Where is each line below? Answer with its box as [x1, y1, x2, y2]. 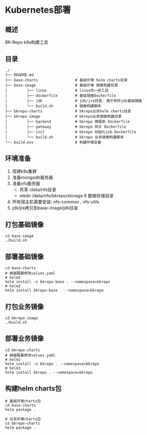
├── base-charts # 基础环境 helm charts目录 [5, 78, 128, 83]
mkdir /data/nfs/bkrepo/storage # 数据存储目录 [19, 192, 114, 198]
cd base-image [5, 234, 34, 239]
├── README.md [5, 72, 34, 77]
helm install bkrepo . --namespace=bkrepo [5, 370, 93, 375]
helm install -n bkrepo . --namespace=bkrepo [5, 361, 99, 366]
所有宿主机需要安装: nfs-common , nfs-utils [12, 199, 100, 205]
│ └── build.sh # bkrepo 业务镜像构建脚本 [5, 135, 124, 140]
